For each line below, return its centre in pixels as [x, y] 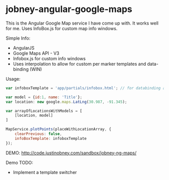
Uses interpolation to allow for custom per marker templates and [79, 64]
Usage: [13, 79]
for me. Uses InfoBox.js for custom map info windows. [62, 28]
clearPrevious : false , [38, 134]
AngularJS [24, 48]
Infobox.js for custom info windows [49, 58]
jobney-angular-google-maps [69, 9]
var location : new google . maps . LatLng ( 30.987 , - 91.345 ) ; [66, 102]
